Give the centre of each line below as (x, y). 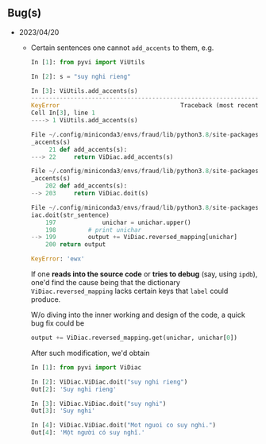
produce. (46, 299)
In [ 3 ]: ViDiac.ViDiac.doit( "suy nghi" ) (98, 403)
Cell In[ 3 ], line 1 (63, 113)
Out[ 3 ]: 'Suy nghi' (63, 411)
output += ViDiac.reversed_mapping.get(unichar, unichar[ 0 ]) (134, 338)
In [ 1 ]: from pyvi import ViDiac (86, 367)
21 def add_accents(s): (88, 149)
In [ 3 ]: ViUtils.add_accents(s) (84, 91)
